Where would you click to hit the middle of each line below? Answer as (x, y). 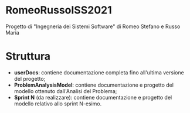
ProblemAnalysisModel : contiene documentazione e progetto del (94, 85)
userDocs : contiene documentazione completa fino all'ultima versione (99, 72)
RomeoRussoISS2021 (59, 10)
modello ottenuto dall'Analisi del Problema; (65, 91)
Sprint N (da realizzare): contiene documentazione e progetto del (93, 97)
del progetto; (30, 78)
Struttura (28, 56)
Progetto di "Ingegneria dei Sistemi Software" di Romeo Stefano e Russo (93, 26)
